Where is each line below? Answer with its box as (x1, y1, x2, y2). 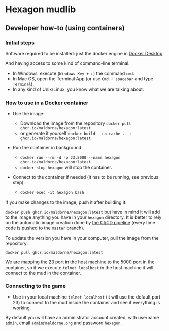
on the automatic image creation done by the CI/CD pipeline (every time (5, 220, 156, 226)
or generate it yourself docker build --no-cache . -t (20, 130, 132, 137)
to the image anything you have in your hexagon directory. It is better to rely (5, 214, 162, 220)
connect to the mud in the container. (5, 270, 81, 276)
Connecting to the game (5, 283, 66, 290)
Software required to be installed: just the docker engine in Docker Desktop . (5, 50, 164, 56)
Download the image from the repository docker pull (20, 120, 131, 126)
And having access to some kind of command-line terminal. (5, 60, 130, 67)
